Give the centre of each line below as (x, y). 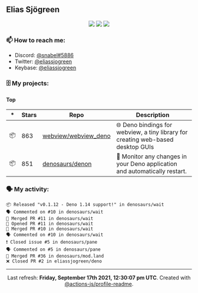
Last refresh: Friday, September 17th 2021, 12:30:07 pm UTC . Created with (99, 277)
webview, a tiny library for (152, 132)
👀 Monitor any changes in (152, 157)
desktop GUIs (135, 147)
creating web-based (145, 139)
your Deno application (147, 164)
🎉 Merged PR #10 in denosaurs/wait (50, 229)
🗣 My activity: (28, 189)
